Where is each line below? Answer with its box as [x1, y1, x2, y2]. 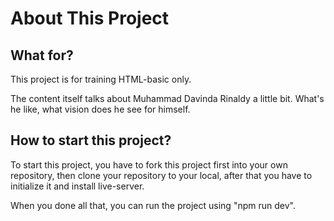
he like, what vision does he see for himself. [10, 103, 191, 115]
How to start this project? [10, 132, 172, 149]
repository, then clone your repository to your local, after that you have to [10, 169, 313, 181]
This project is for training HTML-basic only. [10, 73, 192, 85]
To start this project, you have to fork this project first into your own [10, 158, 288, 171]
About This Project [10, 7, 170, 30]
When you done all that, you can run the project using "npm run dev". [10, 199, 296, 211]
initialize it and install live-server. [10, 180, 145, 192]
